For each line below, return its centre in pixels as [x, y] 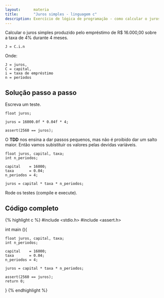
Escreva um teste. [23, 104]
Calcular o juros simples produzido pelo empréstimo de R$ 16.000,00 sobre [81, 33]
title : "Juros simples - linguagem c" [51, 14]
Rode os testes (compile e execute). [41, 193]
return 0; [15, 281]
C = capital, [18, 69]
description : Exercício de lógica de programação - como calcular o [76, 19]
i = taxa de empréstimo [29, 73]
